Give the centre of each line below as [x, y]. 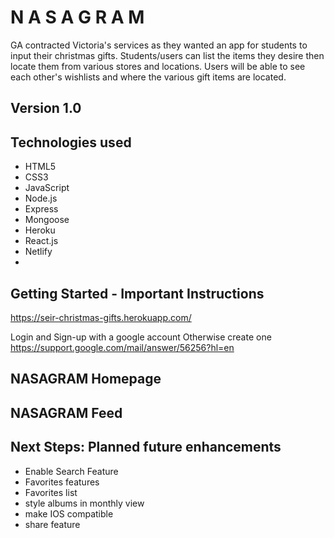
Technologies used [71, 142]
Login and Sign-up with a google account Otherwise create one [141, 337]
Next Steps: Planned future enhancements [146, 447]
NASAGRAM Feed [66, 412]
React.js [41, 241]
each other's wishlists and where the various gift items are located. [148, 77]
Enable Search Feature [71, 471]
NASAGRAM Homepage [86, 379]
